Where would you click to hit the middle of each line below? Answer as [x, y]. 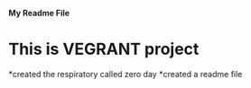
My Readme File [39, 13]
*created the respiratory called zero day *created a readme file [125, 74]
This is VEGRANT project [104, 49]
